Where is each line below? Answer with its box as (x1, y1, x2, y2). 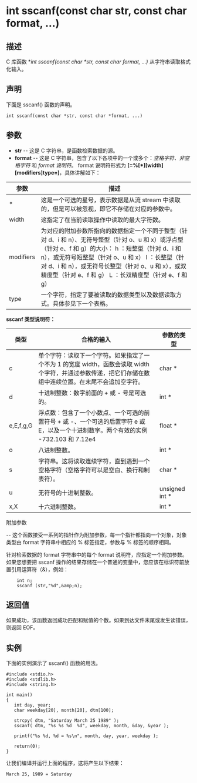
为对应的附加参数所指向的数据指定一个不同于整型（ (40, 226, 182, 235)
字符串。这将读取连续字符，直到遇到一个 (38, 457, 150, 465)
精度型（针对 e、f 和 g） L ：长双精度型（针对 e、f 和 (40, 270, 188, 279)
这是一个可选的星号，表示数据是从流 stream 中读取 (40, 196, 181, 204)
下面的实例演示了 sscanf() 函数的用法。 (6, 660, 101, 667)
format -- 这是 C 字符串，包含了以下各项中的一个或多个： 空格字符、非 (14, 154, 185, 161)
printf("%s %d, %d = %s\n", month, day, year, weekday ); (13, 733, 159, 739)
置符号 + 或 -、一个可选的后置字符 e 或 (38, 417, 145, 426)
